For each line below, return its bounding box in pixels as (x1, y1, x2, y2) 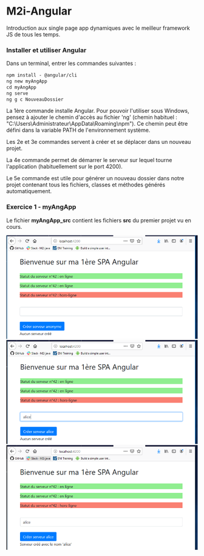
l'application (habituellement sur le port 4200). (6, 163, 123, 171)
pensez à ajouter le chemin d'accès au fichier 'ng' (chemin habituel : (6, 114, 178, 121)
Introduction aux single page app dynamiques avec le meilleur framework (6, 24, 190, 32)
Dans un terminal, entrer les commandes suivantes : (6, 59, 137, 67)
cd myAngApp (6, 84, 36, 90)
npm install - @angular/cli (6, 72, 78, 78)
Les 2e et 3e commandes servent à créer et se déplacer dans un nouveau (6, 138, 191, 146)
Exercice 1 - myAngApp (6, 203, 76, 211)
